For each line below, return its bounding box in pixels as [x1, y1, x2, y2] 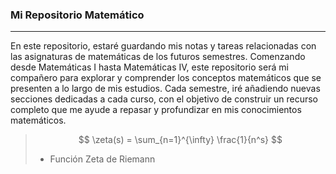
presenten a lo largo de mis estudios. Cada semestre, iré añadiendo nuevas [10, 83, 321, 95]
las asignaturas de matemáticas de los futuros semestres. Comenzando [10, 51, 306, 63]
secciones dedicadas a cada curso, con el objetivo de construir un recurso [10, 93, 318, 105]
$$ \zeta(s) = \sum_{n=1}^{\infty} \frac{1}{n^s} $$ [78, 134, 283, 146]
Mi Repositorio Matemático [10, 8, 145, 22]
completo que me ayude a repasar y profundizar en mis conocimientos [10, 104, 302, 116]
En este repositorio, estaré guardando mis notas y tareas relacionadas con [10, 40, 317, 52]
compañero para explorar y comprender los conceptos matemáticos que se [10, 72, 322, 84]
